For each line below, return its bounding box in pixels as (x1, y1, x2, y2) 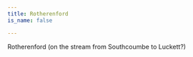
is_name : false (7, 17, 53, 24)
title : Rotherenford (7, 10, 69, 18)
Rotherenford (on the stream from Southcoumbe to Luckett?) (7, 42, 187, 51)
